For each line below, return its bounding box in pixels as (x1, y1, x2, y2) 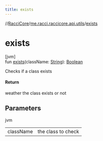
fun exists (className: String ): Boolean (5, 59, 83, 65)
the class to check (37, 128, 79, 135)
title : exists (5, 7, 34, 12)
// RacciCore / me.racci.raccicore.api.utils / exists (5, 20, 98, 26)
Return (5, 79, 19, 85)
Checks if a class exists (5, 68, 52, 74)
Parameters (5, 104, 41, 112)
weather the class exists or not (5, 90, 67, 96)
